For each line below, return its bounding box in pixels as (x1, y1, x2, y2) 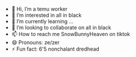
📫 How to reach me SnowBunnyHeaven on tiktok (11, 31, 130, 37)
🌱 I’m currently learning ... (11, 18, 74, 24)
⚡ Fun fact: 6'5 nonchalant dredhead (11, 45, 100, 52)
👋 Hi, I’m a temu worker (11, 6, 68, 12)
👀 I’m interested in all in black (11, 12, 82, 19)
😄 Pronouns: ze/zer (11, 39, 60, 46)
